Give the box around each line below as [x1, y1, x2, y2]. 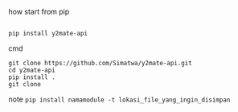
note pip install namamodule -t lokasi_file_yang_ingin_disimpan [8, 94, 231, 104]
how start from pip [8, 7, 70, 16]
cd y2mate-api [8, 66, 56, 74]
